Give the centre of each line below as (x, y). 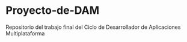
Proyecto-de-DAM (53, 10)
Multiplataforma (25, 33)
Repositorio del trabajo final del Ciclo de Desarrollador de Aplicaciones (93, 27)
